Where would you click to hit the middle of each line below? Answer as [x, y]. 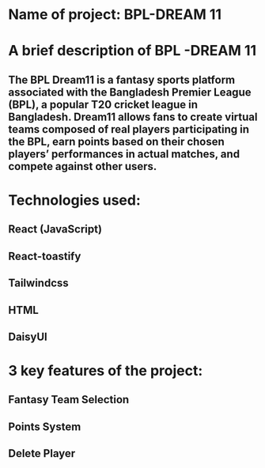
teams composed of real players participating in [129, 129]
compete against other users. [83, 166]
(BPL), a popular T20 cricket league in [103, 104]
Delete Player [42, 453]
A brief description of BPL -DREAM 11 [132, 51]
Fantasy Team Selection [69, 400]
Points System [45, 426]
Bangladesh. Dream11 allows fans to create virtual [133, 117]
